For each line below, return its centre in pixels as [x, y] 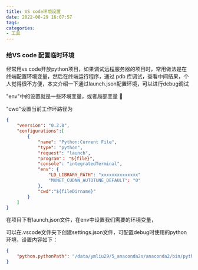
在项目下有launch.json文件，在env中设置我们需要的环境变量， [81, 220]
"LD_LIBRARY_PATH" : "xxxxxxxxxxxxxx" [95, 175]
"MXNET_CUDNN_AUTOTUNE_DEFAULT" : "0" [95, 180]
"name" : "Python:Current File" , [77, 142]
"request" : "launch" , [64, 153]
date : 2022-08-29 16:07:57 [39, 17]
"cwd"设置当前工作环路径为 [39, 109]
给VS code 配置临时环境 [40, 55]
